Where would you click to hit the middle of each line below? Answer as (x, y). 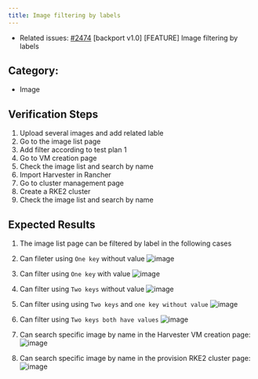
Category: (33, 71)
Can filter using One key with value (75, 274)
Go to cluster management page (71, 183)
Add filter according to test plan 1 (73, 150)
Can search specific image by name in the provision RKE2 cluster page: (135, 359)
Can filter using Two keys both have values (89, 319)
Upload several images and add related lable (91, 133)
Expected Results (52, 224)
